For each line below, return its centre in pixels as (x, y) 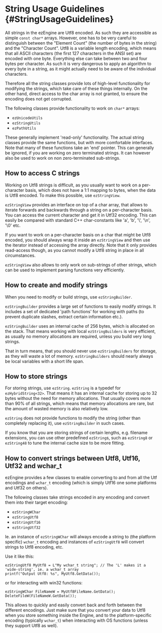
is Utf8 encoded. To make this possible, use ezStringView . (63, 195)
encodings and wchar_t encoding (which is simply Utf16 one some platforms (81, 483)
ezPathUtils (24, 128)
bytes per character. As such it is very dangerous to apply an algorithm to (78, 64)
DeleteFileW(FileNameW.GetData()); (41, 596)
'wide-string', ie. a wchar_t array (42, 570)
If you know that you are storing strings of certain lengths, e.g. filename (76, 433)
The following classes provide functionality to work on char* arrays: (73, 108)
